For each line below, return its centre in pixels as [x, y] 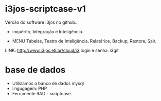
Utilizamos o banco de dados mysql [48, 83]
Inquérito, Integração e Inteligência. [48, 31]
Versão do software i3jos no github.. [41, 22]
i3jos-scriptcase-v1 [45, 9]
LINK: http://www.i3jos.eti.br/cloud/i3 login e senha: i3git [62, 50]
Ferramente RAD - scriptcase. [42, 93]
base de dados [35, 70]
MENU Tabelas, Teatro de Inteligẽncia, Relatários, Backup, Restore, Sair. [84, 41]
